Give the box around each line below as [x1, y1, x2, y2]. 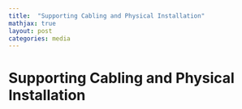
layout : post [8, 27, 53, 35]
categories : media [8, 34, 71, 43]
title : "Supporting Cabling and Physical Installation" [8, 11, 205, 20]
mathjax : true [8, 19, 57, 27]
